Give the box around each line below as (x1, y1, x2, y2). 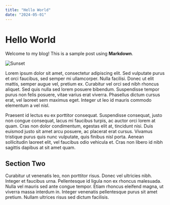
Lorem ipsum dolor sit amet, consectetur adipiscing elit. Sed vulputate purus (5, 70, 165, 76)
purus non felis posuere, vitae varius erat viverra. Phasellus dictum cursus (5, 92, 160, 98)
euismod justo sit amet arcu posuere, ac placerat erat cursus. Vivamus (5, 129, 153, 135)
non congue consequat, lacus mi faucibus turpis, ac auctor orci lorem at (5, 117, 156, 124)
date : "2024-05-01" (5, 12, 47, 17)
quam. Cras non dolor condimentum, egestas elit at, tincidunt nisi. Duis (5, 123, 153, 129)
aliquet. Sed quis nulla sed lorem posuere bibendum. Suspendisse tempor (5, 87, 160, 93)
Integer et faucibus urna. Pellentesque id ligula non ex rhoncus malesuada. (5, 178, 161, 184)
